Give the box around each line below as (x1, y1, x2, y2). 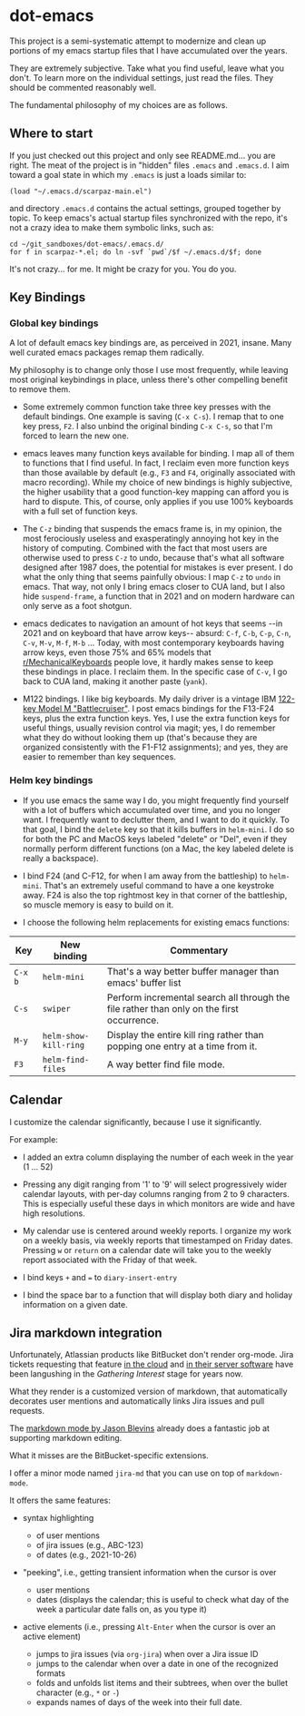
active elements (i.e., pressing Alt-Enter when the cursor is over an (22, 1622, 276, 1633)
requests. (9, 1406, 45, 1417)
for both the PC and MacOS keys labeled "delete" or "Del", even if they (22, 833, 288, 844)
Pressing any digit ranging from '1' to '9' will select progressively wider (22, 1179, 288, 1190)
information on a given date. (22, 1299, 129, 1309)
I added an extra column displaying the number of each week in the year (22, 1152, 294, 1162)
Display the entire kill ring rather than (107, 1028, 265, 1041)
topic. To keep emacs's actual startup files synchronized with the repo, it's (9, 212, 288, 223)
